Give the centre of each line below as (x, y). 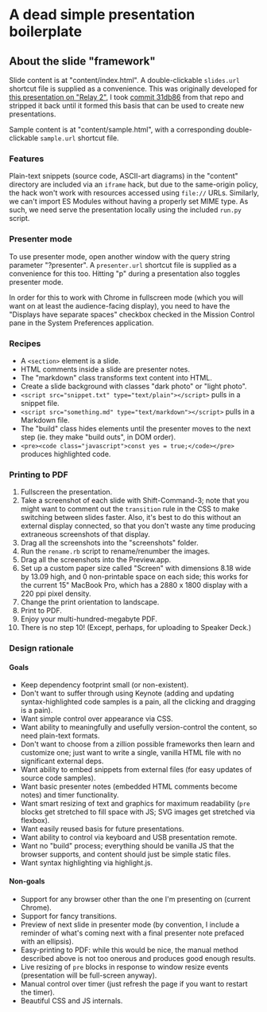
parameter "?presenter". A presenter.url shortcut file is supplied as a (123, 265)
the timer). (37, 992)
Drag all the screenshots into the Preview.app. (96, 560)
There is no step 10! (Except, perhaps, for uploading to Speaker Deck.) (136, 628)
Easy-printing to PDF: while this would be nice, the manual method (130, 950)
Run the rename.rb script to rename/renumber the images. (115, 551)
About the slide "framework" (82, 61)
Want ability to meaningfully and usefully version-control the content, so (139, 727)
